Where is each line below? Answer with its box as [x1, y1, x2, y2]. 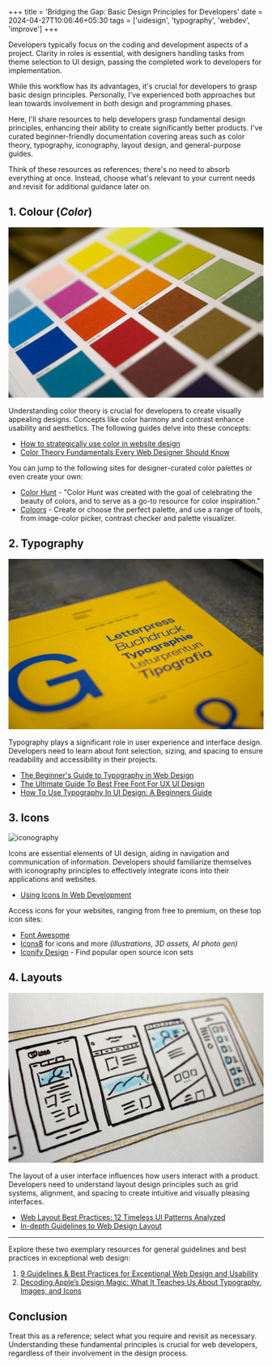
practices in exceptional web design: [8, 1253, 131, 1263]
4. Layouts [8, 971, 63, 985]
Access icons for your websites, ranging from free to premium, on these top [8, 905, 261, 915]
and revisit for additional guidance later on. [8, 182, 151, 191]
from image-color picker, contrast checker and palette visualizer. [19, 513, 236, 522]
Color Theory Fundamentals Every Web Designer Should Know [19, 447, 230, 457]
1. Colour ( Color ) [8, 205, 93, 219]
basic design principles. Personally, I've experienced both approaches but [8, 90, 256, 100]
